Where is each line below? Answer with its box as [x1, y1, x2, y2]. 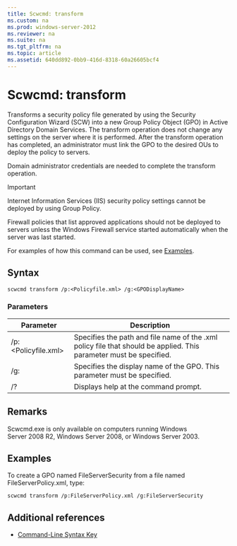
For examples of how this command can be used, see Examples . [7, 246, 195, 255]
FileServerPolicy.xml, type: [7, 479, 85, 487]
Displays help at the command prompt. [73, 381, 202, 391]
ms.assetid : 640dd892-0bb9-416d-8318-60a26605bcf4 [7, 57, 159, 64]
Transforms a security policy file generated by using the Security [7, 110, 196, 119]
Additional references [7, 511, 105, 523]
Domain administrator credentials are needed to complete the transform [7, 161, 217, 170]
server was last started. [7, 233, 76, 241]
